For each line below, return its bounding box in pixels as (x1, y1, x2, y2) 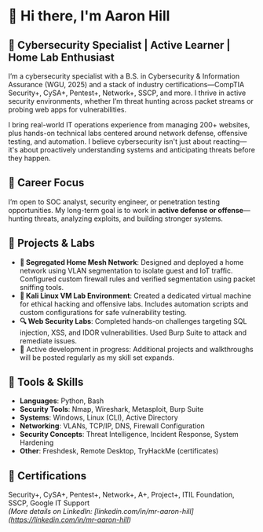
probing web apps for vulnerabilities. (8, 105, 127, 114)
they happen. (8, 153, 51, 163)
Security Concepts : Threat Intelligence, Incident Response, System (19, 430, 239, 439)
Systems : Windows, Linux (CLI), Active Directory (19, 413, 178, 423)
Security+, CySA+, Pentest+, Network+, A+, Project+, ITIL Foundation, (8, 490, 235, 500)
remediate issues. (19, 336, 77, 345)
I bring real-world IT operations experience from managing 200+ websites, (8, 120, 250, 129)
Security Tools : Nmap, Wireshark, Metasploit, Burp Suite (19, 405, 204, 414)
